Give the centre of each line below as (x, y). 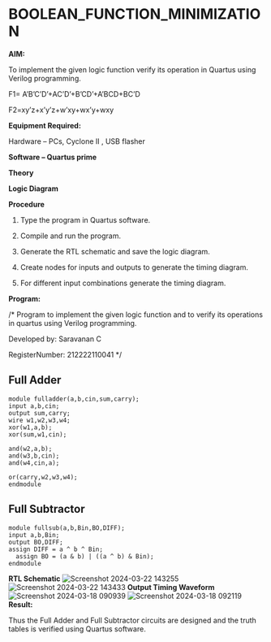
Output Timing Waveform (171, 587)
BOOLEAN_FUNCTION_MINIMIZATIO (135, 14)
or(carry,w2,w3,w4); (43, 477)
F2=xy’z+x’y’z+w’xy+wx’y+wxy (61, 110)
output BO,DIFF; (36, 542)
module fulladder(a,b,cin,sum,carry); (74, 399)
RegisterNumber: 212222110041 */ (65, 354)
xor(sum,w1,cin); (38, 434)
